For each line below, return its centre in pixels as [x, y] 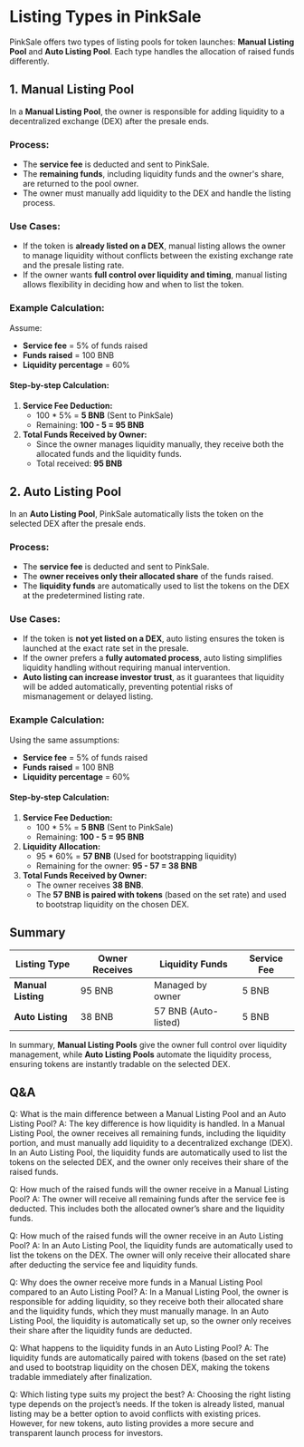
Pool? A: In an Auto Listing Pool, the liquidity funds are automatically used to [152, 1246]
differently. [29, 61]
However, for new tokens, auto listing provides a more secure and [132, 1423]
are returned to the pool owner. [81, 184]
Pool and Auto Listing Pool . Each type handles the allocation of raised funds [152, 51]
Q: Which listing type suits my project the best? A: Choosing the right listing [150, 1394]
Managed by [180, 985]
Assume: [26, 327]
